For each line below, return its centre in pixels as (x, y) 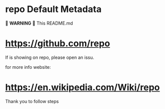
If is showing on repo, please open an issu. (50, 57)
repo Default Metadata (53, 9)
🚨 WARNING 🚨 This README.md (39, 23)
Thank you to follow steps (32, 101)
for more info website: (28, 67)
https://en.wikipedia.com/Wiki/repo (82, 88)
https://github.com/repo (58, 43)
